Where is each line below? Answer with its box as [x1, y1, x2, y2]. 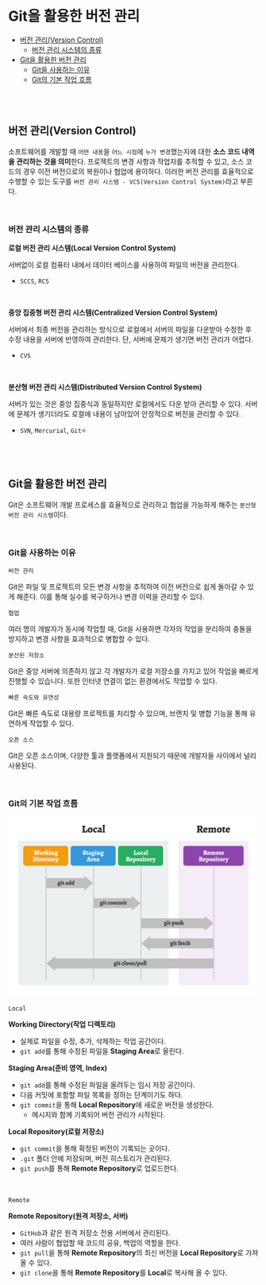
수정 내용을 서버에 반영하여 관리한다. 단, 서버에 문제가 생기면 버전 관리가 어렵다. [8, 335, 254, 344]
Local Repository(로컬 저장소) [8, 1126, 105, 1136]
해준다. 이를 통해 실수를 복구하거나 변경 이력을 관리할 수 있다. [16, 592, 205, 602]
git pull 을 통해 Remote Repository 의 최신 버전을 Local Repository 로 [19, 1248, 244, 1257]
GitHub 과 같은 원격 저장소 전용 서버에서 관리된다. [19, 1228, 171, 1237]
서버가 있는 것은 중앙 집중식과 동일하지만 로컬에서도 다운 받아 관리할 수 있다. [8, 399, 244, 409]
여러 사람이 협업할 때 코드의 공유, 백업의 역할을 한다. [19, 1237, 181, 1248]
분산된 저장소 [8, 652, 45, 660]
